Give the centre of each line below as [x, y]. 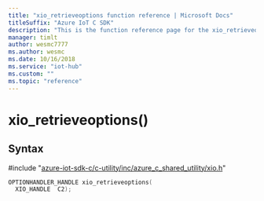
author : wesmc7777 [38, 45]
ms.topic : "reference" [45, 81]
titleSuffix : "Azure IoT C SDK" [61, 23]
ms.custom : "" [31, 74]
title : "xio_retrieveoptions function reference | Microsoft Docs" [121, 15]
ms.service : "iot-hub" [45, 67]
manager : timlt [33, 37]
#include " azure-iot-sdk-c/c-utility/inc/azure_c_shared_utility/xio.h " [117, 168]
